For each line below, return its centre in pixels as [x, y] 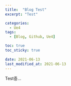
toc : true [15, 46]
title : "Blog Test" [26, 10]
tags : [10, 32]
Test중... [13, 79]
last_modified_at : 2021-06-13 [36, 64]
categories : [17, 23]
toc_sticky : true [23, 50]
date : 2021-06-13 [23, 59]
